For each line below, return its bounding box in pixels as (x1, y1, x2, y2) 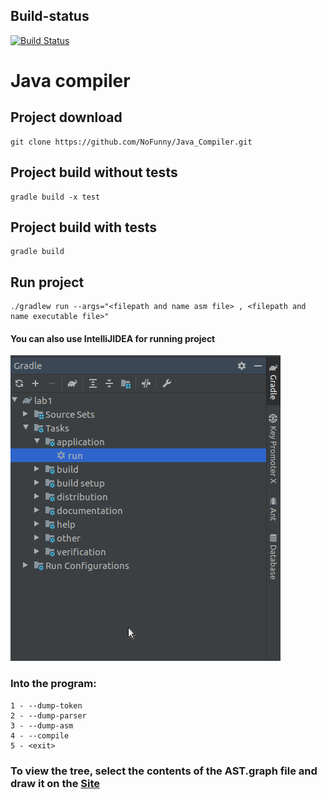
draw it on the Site (10, 776, 100, 790)
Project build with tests (10, 219, 158, 236)
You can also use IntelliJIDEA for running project (10, 332, 216, 344)
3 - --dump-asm (10, 720, 74, 731)
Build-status (10, 8, 90, 25)
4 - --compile (10, 730, 70, 741)
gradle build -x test (10, 192, 101, 202)
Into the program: (10, 677, 97, 691)
